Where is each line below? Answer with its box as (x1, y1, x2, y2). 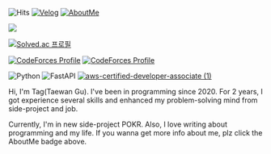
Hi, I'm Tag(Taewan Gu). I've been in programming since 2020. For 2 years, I (8, 87, 263, 96)
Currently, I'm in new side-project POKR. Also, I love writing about (8, 119, 228, 129)
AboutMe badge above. (8, 137, 87, 146)
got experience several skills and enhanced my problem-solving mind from (8, 95, 258, 105)
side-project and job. (8, 104, 78, 113)
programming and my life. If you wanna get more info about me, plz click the (8, 128, 263, 137)
